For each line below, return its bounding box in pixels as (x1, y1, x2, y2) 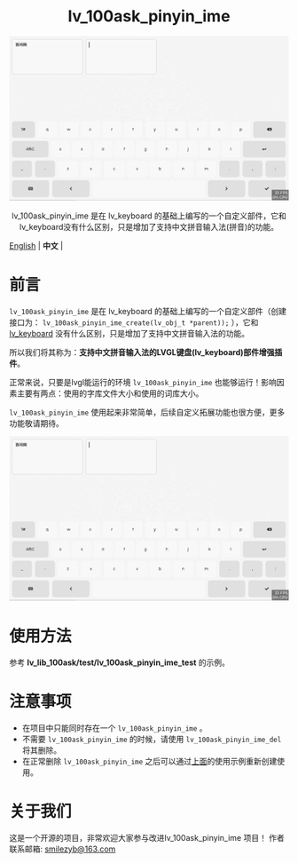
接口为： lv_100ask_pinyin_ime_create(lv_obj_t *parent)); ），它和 (9, 317, 259, 328)
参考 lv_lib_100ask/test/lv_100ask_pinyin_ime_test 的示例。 (9, 657, 231, 668)
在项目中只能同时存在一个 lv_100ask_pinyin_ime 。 (21, 722, 208, 733)
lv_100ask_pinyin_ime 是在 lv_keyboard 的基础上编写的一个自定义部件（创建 (9, 305, 286, 316)
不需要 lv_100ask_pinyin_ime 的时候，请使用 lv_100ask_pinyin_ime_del (21, 733, 282, 744)
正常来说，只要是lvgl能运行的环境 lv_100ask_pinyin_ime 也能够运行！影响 (9, 376, 278, 387)
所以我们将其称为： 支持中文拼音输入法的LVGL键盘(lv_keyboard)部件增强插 (9, 346, 283, 357)
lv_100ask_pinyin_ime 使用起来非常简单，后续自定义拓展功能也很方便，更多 (9, 407, 286, 417)
